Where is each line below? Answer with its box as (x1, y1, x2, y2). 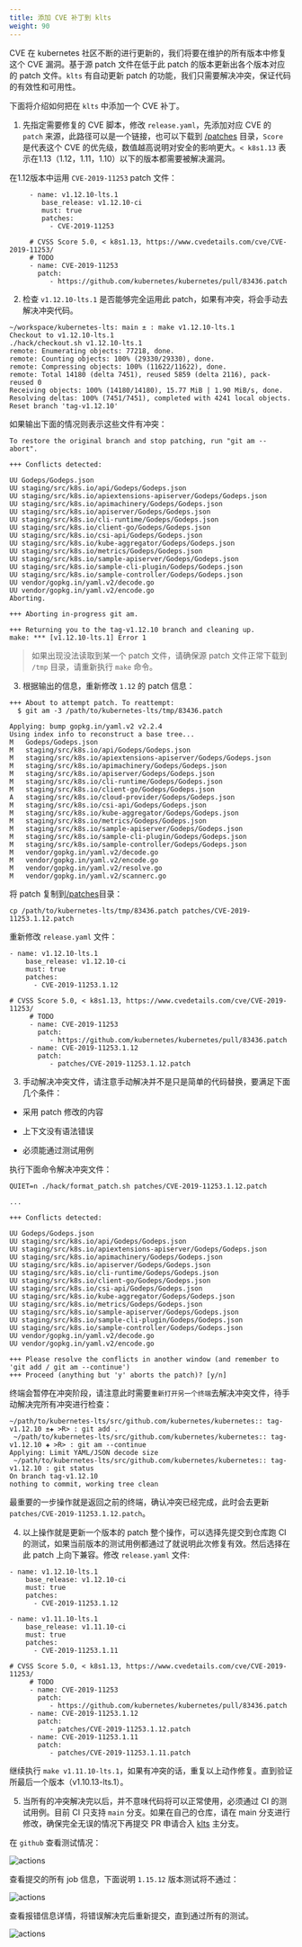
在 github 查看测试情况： (9, 1836, 102, 1848)
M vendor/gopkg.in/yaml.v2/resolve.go (9, 863, 164, 872)
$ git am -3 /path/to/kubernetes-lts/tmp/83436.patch (17, 706, 223, 715)
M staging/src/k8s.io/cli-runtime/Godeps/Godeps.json (9, 777, 223, 786)
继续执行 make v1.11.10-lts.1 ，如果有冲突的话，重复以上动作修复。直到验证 (9, 1764, 293, 1776)
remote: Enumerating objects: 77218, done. (9, 346, 175, 355)
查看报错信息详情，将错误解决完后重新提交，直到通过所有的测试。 (9, 1910, 253, 1921)
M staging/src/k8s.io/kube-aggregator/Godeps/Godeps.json (9, 808, 240, 817)
